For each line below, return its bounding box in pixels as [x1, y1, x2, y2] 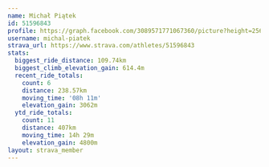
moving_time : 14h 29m [22, 131, 94, 139]
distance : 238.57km [22, 86, 88, 95]
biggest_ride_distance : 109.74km [14, 57, 127, 65]
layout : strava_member [7, 146, 84, 154]
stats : [7, 49, 30, 57]
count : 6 [22, 79, 51, 87]
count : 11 [22, 116, 55, 124]
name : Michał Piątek [7, 11, 77, 20]
